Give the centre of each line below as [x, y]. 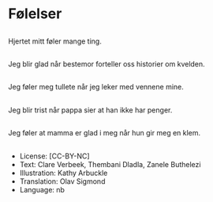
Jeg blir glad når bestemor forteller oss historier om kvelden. [106, 63]
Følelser [35, 14]
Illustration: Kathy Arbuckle [64, 173]
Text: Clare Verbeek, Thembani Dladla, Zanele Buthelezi [110, 164]
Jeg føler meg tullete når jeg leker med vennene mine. [96, 87]
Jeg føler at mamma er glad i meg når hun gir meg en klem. [105, 133]
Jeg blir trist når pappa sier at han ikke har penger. [90, 110]
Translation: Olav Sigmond [62, 181]
